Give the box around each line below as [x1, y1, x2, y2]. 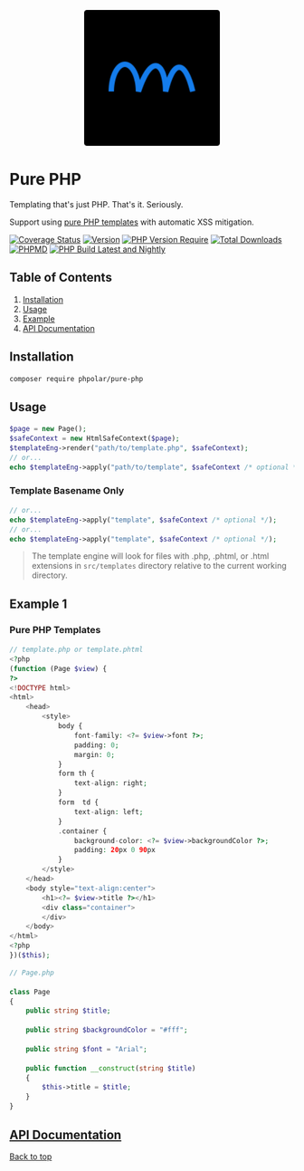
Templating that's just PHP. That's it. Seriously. [9, 198, 184, 209]
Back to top [9, 1151, 52, 1162]
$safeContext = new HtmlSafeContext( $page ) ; [9, 434, 180, 444]
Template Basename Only [9, 484, 125, 496]
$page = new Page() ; [9, 425, 88, 434]
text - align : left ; [73, 807, 144, 816]
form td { [57, 798, 100, 807]
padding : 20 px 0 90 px [73, 846, 156, 855]
